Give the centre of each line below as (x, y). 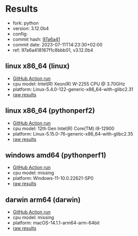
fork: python (26, 23)
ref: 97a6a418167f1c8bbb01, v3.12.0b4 (53, 50)
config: (20, 34)
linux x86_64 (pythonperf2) (50, 111)
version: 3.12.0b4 (31, 28)
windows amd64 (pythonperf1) (56, 155)
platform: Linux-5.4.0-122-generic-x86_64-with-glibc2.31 (73, 89)
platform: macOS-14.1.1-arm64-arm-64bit (56, 223)
